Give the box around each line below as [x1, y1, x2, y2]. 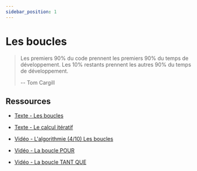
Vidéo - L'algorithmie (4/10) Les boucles [14, 136, 114, 143]
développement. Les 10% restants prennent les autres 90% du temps [20, 61, 192, 68]
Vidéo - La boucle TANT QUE [14, 158, 87, 166]
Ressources [5, 96, 51, 106]
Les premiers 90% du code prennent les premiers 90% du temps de [20, 55, 189, 62]
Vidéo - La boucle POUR [14, 147, 75, 154]
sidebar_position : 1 [5, 8, 57, 15]
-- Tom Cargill [20, 79, 55, 86]
